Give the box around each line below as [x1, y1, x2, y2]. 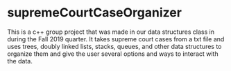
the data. [7, 57, 33, 65]
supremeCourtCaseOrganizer [7, 5, 182, 21]
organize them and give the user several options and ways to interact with [7, 50, 219, 58]
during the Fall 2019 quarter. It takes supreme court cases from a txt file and [7, 34, 225, 43]
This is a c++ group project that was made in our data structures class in [7, 28, 215, 36]
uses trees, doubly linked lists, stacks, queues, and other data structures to [7, 42, 222, 50]
